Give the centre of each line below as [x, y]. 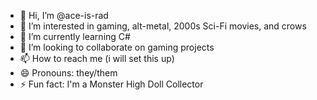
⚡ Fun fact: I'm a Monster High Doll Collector [111, 84]
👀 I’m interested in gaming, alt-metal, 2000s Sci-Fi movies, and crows [163, 26]
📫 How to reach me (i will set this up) [97, 58]
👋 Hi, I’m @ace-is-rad [64, 15]
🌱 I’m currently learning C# [75, 36]
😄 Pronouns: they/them [68, 73]
